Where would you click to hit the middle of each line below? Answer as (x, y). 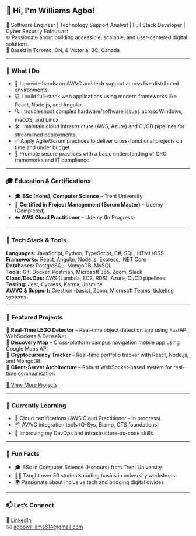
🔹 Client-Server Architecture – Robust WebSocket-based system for (89, 367)
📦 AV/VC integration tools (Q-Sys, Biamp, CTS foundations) (87, 425)
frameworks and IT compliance (52, 160)
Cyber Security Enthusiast (37, 31)
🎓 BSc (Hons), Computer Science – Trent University (78, 196)
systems (16, 297)
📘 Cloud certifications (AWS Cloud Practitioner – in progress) (87, 418)
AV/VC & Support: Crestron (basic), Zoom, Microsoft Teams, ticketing (90, 290)
